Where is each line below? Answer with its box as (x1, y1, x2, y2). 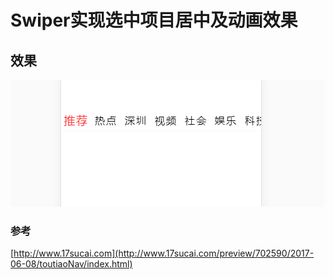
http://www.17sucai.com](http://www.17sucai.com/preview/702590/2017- (13, 247, 315, 260)
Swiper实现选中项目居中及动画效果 (10, 9, 298, 32)
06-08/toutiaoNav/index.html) (10, 258, 133, 270)
